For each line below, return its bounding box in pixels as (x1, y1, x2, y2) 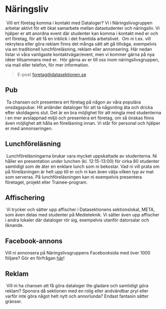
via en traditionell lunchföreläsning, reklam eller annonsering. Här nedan (5, 46, 152, 52)
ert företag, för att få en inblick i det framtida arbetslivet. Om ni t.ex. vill (5, 36, 151, 42)
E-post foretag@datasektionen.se (17, 71, 87, 77)
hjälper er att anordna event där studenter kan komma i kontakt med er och (5, 30, 159, 36)
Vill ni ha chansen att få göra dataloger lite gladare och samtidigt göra (6, 283, 149, 288)
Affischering (5, 193, 45, 202)
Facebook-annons (5, 237, 63, 245)
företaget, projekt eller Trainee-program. (5, 179, 88, 185)
